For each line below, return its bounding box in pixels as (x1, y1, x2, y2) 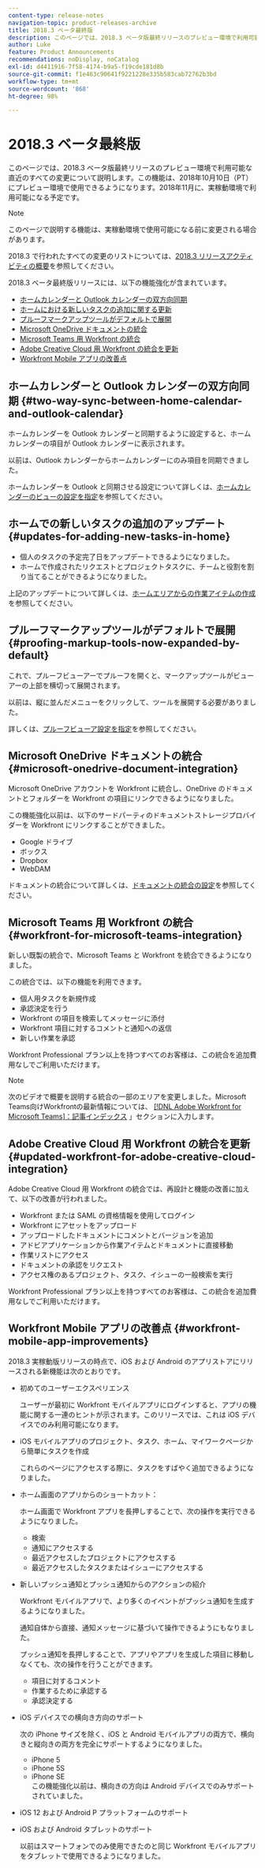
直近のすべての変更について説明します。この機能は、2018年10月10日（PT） (8, 173, 253, 182)
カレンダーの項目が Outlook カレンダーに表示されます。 (8, 439, 189, 448)
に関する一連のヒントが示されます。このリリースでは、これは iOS (26, 1410, 240, 1419)
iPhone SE (31, 1772, 65, 1781)
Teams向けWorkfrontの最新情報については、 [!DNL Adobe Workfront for (8, 1102, 242, 1111)
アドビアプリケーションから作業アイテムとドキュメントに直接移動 (19, 1240, 234, 1250)
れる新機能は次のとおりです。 (28, 1366, 125, 1376)
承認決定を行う (19, 1003, 69, 1014)
